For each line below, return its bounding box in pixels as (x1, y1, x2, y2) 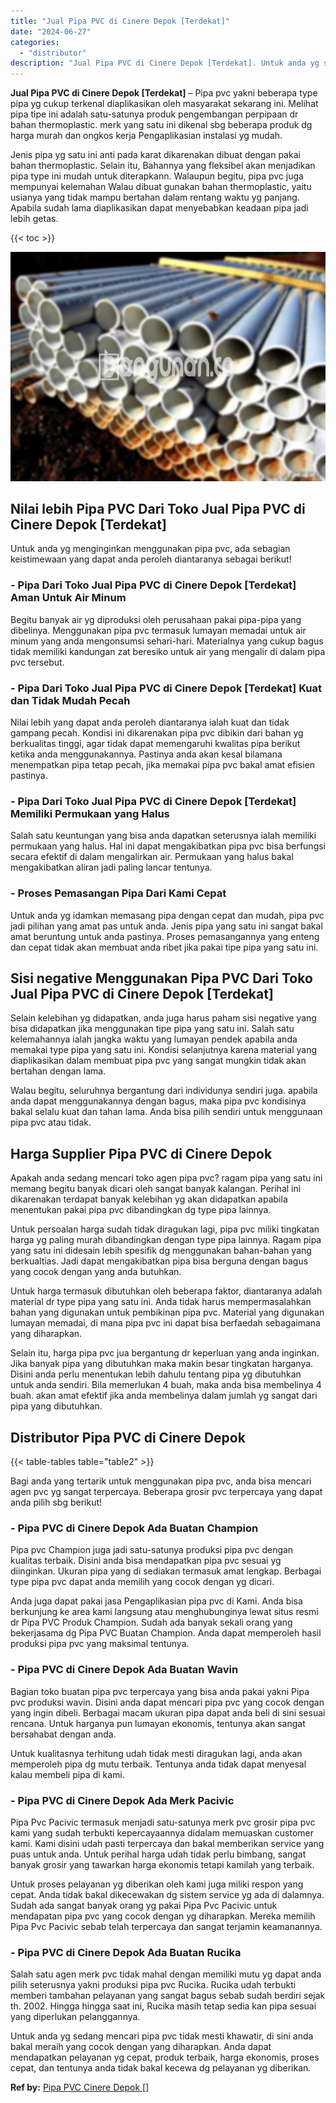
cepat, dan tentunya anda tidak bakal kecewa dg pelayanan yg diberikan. (10, 2062, 312, 2074)
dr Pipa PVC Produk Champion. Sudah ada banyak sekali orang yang (10, 1616, 293, 1629)
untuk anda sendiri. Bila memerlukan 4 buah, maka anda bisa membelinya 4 (10, 1379, 322, 1391)
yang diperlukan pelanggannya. (10, 2011, 141, 2023)
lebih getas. (10, 213, 59, 225)
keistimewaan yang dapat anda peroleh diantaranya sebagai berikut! (10, 553, 292, 565)
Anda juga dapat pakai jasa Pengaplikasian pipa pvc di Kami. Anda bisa (10, 1595, 303, 1607)
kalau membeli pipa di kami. (10, 1768, 125, 1780)
